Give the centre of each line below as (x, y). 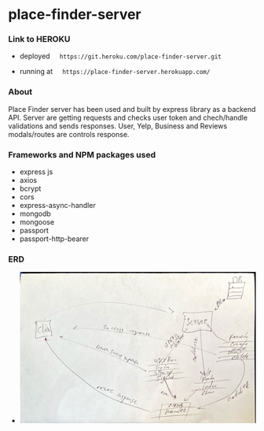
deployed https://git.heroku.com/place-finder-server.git (120, 56)
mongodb (35, 214)
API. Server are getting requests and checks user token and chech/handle (128, 117)
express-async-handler (57, 206)
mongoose (37, 222)
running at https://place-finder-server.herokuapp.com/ (115, 72)
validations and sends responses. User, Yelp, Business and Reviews (118, 126)
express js (36, 172)
